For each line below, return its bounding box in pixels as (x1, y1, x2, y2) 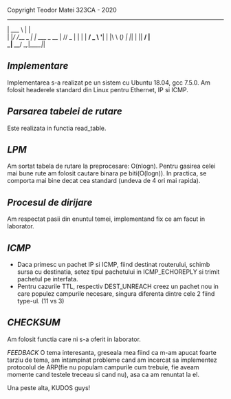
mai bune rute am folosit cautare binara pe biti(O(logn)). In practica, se (7, 169, 207, 177)
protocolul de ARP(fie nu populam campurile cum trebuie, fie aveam (7, 363, 199, 371)
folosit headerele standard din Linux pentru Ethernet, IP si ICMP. (7, 85, 189, 94)
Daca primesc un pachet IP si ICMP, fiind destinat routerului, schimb (16, 261, 210, 269)
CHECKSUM (7, 316, 60, 329)
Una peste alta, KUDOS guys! (7, 383, 91, 391)
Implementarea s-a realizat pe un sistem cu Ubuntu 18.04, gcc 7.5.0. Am (7, 78, 211, 87)
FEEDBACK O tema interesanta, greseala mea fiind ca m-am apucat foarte (7, 348, 217, 356)
